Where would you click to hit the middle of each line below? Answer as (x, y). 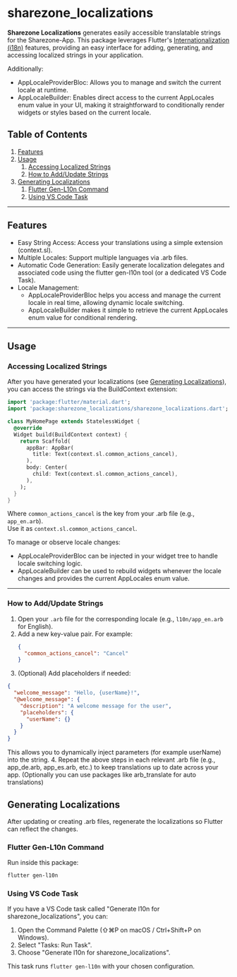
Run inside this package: (43, 863)
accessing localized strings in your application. (75, 55)
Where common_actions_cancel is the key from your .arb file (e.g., (101, 514)
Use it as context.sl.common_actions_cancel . (72, 529)
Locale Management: (48, 287)
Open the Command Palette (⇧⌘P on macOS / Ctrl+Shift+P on (109, 930)
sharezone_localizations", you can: (57, 916)
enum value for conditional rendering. (83, 317)
